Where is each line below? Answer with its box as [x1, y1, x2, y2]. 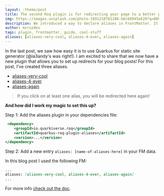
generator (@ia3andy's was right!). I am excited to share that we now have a [5, 53, 159, 59]
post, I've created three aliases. [5, 63, 68, 69]
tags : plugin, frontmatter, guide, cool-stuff [5, 30, 102, 35]
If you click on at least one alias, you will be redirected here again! [17, 93, 150, 98]
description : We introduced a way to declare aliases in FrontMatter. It [5, 21, 159, 26]
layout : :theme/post [5, 7, 47, 12]
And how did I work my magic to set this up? [5, 102, 97, 108]
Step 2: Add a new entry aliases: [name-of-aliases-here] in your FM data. [5, 148, 157, 154]
